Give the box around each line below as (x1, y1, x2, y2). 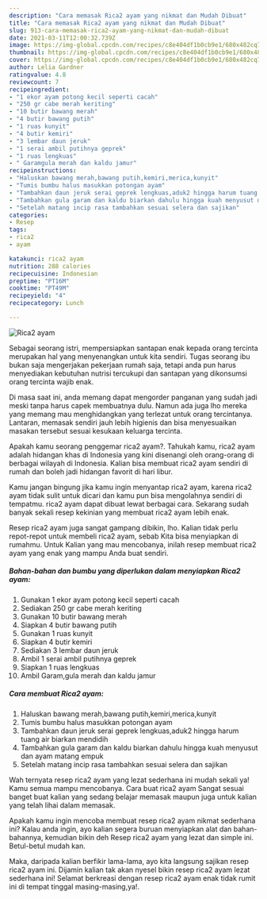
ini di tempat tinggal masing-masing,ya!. (9, 882, 140, 891)
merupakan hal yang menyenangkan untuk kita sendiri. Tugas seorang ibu (9, 351, 250, 361)
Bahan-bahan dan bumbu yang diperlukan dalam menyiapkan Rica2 (9, 566, 241, 576)
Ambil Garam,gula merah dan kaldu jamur (20, 670, 157, 680)
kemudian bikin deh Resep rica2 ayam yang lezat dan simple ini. (44, 832, 254, 842)
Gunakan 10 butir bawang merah (20, 612, 128, 621)
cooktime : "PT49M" (9, 284, 70, 292)
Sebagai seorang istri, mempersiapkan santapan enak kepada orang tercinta (9, 343, 258, 353)
